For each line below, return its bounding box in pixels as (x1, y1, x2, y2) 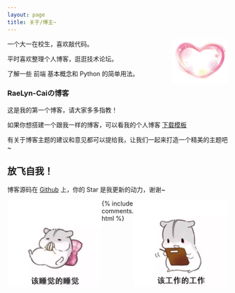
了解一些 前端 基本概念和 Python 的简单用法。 (7, 69, 139, 78)
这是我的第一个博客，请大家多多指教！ (7, 106, 117, 114)
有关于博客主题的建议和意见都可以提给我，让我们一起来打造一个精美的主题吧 (7, 135, 228, 143)
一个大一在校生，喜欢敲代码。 (7, 39, 93, 48)
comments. (101, 206, 134, 215)
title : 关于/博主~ (7, 18, 57, 26)
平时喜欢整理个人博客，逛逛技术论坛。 (7, 55, 117, 63)
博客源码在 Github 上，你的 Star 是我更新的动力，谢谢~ (7, 185, 166, 194)
